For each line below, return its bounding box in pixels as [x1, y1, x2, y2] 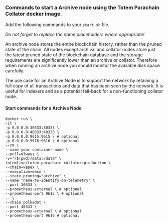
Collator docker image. [5, 10, 62, 17]
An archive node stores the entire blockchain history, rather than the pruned [5, 41, 162, 47]
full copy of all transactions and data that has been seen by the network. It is [5, 83, 163, 89]
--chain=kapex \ [5, 165, 39, 170]
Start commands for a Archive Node [5, 105, 82, 111]
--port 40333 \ [5, 204, 37, 209]
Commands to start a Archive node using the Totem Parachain [5, 4, 159, 11]
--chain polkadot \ [5, 200, 46, 205]
